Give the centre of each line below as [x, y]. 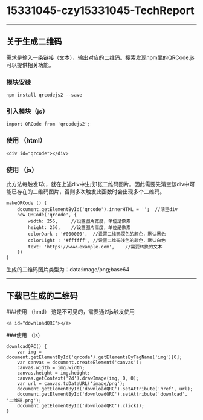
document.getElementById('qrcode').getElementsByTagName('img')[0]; [94, 357]
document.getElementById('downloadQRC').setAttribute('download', [102, 394]
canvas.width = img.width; [51, 367]
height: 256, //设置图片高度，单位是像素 [79, 227]
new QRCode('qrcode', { [47, 215]
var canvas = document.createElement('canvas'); [79, 362]
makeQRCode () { [27, 203]
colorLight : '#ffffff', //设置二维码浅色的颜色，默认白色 [97, 240]
